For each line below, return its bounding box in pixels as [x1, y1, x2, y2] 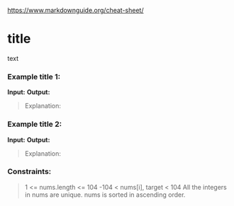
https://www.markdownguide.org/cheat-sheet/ [7, 6, 144, 14]
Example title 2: [7, 120, 62, 130]
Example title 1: [7, 71, 61, 81]
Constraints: [7, 166, 52, 176]
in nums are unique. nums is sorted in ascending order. [24, 190, 186, 199]
